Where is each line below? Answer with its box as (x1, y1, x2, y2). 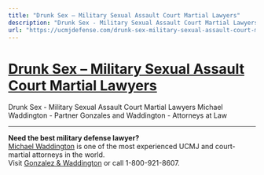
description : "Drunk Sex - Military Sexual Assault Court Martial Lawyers (8, 19, 258, 27)
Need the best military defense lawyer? (8, 133, 140, 143)
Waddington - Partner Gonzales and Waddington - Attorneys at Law (8, 111, 228, 120)
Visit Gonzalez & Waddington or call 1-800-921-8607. (8, 159, 181, 168)
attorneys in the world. (31, 150, 105, 159)
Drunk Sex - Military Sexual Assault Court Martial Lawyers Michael (8, 103, 223, 112)
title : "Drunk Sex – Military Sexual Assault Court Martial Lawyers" (8, 11, 241, 20)
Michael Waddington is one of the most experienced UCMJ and (8, 142, 214, 151)
